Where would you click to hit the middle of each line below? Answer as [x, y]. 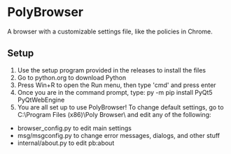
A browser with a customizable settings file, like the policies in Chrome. [110, 31]
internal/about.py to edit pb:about [66, 143]
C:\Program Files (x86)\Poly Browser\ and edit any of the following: [114, 114]
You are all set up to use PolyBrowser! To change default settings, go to [120, 107]
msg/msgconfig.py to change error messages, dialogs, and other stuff [119, 135]
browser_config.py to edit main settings [74, 128]
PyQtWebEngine [41, 100]
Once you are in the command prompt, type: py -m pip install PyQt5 [115, 92]
